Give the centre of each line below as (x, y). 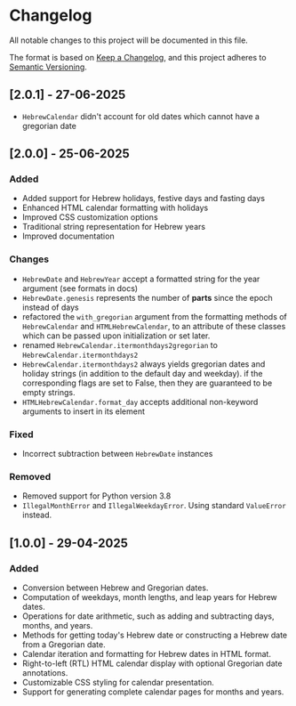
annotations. (45, 673)
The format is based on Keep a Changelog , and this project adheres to (138, 57)
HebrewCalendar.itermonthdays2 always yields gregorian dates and (144, 364)
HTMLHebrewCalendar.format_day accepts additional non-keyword (140, 402)
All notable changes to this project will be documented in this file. (129, 40)
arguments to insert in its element (83, 411)
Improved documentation (68, 236)
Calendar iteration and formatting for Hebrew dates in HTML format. (146, 654)
